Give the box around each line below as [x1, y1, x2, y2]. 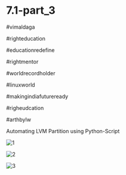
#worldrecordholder [6, 69, 56, 76]
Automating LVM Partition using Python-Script [6, 127, 120, 134]
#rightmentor [6, 58, 39, 65]
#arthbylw [6, 116, 32, 123]
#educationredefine [6, 46, 55, 54]
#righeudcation [6, 104, 44, 111]
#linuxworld [6, 81, 35, 88]
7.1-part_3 [6, 4, 56, 17]
